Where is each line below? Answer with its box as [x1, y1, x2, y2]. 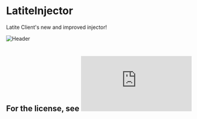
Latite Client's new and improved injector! [6, 24, 107, 31]
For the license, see [6, 104, 80, 114]
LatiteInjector [6, 4, 74, 18]
